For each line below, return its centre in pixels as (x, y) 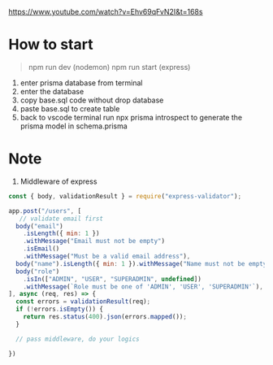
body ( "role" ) (38, 272)
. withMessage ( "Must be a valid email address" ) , (107, 256)
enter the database (52, 91)
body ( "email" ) (39, 226)
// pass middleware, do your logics (78, 339)
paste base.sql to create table (70, 108)
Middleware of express (58, 181)
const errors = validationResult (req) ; (83, 302)
